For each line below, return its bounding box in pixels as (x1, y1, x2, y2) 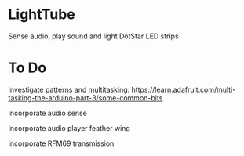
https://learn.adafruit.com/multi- (131, 85, 236, 94)
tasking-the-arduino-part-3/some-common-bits (8, 93, 163, 103)
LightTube (8, 5, 76, 24)
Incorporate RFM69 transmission (8, 139, 115, 148)
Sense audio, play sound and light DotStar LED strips (8, 31, 179, 41)
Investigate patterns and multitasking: (8, 85, 130, 94)
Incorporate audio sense (8, 108, 88, 118)
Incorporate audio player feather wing (8, 123, 131, 132)
